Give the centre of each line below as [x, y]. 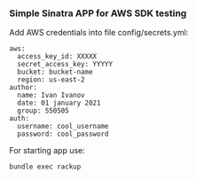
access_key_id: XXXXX [57, 57]
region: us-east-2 [51, 80]
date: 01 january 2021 [59, 103]
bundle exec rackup [45, 167]
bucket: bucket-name [55, 72]
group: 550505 [43, 111]
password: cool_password [63, 134]
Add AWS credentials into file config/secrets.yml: [99, 33]
